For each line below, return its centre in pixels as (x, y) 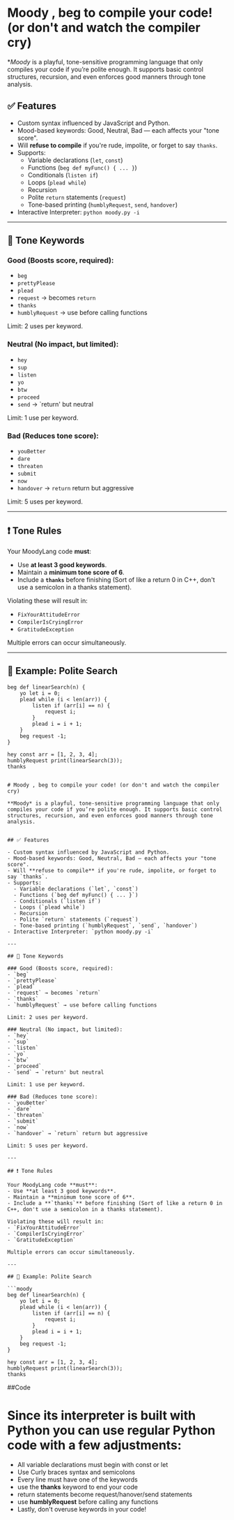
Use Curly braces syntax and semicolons (76, 1472)
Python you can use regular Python (111, 1430)
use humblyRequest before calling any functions (88, 1501)
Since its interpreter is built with (102, 1415)
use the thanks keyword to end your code (77, 1486)
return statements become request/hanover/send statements (105, 1494)
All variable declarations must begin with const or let (93, 1464)
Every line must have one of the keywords (77, 1479)
